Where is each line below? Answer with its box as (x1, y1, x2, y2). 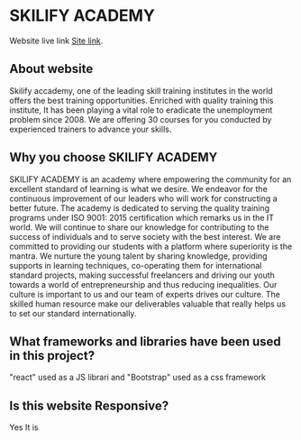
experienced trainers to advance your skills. (9, 124, 172, 134)
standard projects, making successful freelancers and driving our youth (9, 270, 275, 280)
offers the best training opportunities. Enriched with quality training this (9, 95, 274, 105)
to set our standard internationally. (9, 307, 137, 318)
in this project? (9, 348, 96, 363)
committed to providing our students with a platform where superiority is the (9, 241, 293, 252)
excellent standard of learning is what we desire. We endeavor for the (9, 183, 268, 194)
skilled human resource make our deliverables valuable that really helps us (9, 298, 287, 309)
